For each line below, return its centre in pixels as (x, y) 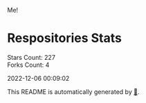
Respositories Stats (65, 38)
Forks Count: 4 (28, 65)
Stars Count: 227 (31, 57)
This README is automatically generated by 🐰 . (73, 92)
